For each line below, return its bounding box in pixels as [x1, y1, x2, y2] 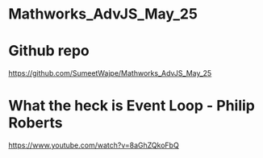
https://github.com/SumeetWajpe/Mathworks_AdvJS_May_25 [8, 69, 212, 78]
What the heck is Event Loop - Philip [8, 97, 256, 115]
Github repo [8, 42, 90, 60]
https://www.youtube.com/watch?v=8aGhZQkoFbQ [8, 140, 179, 150]
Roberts [8, 114, 63, 132]
